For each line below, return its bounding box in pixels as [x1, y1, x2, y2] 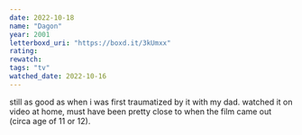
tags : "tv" [9, 64, 50, 73]
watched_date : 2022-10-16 [9, 72, 106, 81]
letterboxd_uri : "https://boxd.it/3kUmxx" [9, 38, 171, 48]
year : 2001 [9, 30, 50, 39]
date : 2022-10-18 [9, 13, 75, 22]
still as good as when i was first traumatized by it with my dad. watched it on [9, 96, 293, 107]
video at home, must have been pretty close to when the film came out [9, 105, 272, 117]
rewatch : [9, 55, 42, 64]
